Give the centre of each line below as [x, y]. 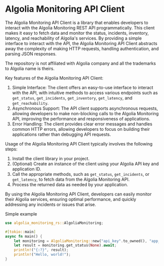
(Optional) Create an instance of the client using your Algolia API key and [85, 164]
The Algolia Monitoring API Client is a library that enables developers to [77, 23]
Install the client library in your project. [51, 158]
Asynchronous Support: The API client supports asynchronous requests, [85, 108]
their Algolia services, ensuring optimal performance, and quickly [71, 199]
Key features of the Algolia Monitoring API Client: [54, 78]
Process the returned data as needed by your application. [70, 184]
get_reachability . [30, 103]
